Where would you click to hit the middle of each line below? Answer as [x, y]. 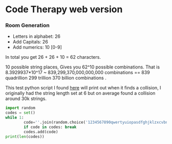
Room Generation [27, 26]
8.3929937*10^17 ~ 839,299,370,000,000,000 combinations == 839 [78, 73]
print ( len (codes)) [25, 136]
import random [20, 108]
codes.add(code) [41, 132]
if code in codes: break [50, 127]
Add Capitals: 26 [30, 42]
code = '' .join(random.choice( [55, 123]
